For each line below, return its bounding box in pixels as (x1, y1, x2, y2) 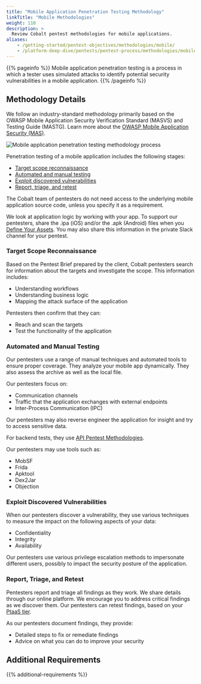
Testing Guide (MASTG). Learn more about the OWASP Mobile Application (6, 123, 189, 130)
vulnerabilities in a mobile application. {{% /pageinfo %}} (6, 77, 147, 84)
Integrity (14, 536, 36, 543)
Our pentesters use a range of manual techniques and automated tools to (6, 356, 187, 363)
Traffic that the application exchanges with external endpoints (14, 398, 167, 405)
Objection (14, 483, 39, 490)
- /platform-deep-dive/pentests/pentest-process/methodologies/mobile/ (17, 48, 199, 54)
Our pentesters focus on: (6, 380, 68, 387)
